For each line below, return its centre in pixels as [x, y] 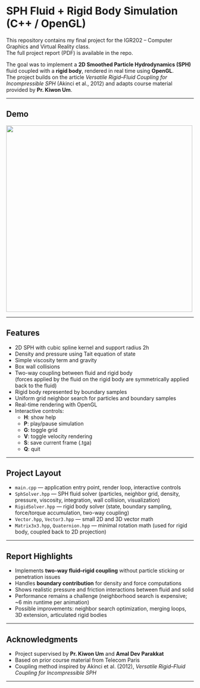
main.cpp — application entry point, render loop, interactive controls [98, 488]
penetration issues [37, 577]
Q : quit [32, 449]
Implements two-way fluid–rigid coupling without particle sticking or [99, 570]
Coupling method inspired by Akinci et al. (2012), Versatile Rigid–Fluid [100, 666]
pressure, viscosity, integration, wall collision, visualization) [87, 500]
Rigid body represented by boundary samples [71, 391]
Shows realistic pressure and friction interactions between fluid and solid [104, 590]
